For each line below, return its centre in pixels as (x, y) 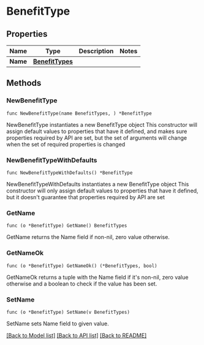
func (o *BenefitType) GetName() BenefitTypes (67, 226)
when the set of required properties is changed (66, 144)
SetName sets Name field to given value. (58, 324)
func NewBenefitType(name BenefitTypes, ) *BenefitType (79, 113)
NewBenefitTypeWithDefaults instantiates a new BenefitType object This (98, 184)
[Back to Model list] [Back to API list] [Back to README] (77, 335)
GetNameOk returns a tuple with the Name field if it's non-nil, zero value (97, 277)
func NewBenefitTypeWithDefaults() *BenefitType (70, 173)
